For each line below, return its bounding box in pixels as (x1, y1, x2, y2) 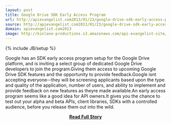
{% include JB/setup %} (5, 45, 56, 51)
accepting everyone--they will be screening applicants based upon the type (5, 77, 165, 83)
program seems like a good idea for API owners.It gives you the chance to (5, 93, 160, 99)
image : (5, 31, 19, 36)
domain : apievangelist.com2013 (5, 27, 72, 32)
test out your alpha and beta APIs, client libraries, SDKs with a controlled (5, 98, 157, 105)
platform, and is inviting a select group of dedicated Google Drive (5, 61, 142, 66)
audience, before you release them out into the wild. (5, 104, 115, 110)
